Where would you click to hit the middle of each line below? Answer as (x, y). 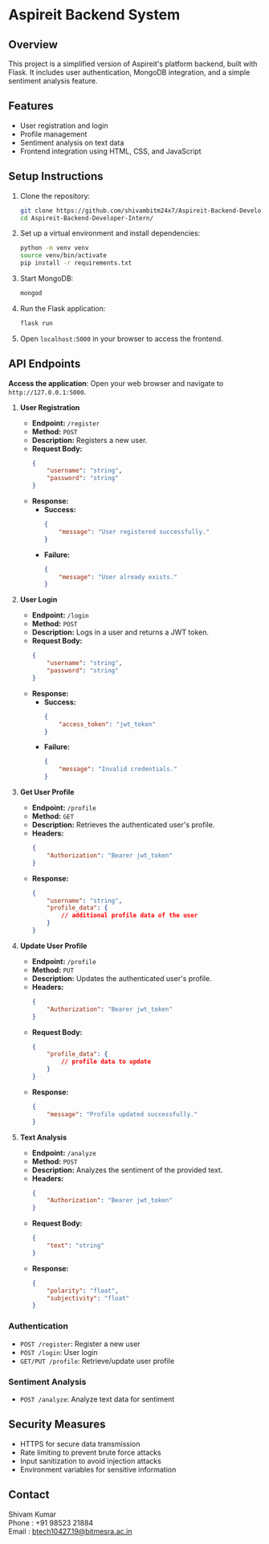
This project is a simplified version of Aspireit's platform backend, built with (133, 64)
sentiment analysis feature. (53, 81)
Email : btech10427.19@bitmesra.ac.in (70, 1531)
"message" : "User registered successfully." (134, 532)
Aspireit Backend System (94, 15)
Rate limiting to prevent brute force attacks (91, 1452)
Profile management (53, 133)
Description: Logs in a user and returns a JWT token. (120, 632)
